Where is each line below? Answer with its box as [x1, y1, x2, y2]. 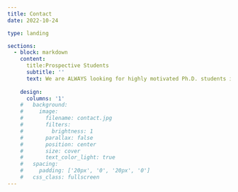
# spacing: [20, 160, 59, 168]
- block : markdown [13, 49, 69, 56]
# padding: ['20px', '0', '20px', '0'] [20, 167, 151, 174]
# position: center [20, 140, 97, 148]
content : [20, 56, 46, 63]
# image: [20, 108, 59, 115]
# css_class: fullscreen [20, 174, 100, 181]
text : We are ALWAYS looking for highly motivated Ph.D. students [25, 75, 227, 82]
